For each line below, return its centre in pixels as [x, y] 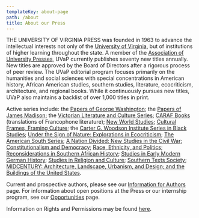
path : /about [23, 17]
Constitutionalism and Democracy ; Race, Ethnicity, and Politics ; [85, 147]
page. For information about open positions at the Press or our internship [96, 191]
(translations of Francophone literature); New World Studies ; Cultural [91, 122]
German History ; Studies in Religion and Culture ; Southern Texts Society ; [96, 160]
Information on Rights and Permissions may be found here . [79, 209]
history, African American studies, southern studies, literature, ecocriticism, [100, 85]
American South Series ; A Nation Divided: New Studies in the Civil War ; [94, 141]
